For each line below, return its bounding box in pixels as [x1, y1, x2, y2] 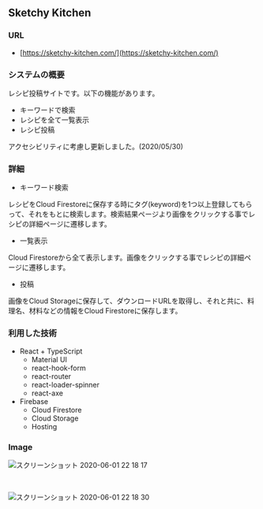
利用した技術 [8, 327, 58, 339]
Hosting [31, 421, 58, 431]
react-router [31, 371, 72, 381]
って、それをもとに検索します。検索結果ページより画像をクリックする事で [8, 209, 249, 219]
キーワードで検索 [19, 105, 76, 114]
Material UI [31, 354, 67, 364]
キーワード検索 [19, 183, 69, 193]
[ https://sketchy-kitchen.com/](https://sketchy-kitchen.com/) [19, 47, 219, 58]
